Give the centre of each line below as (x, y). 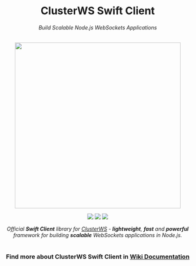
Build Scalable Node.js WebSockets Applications (98, 27)
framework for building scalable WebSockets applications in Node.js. (98, 235)
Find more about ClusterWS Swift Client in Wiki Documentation (98, 257)
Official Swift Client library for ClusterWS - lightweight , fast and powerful (98, 229)
